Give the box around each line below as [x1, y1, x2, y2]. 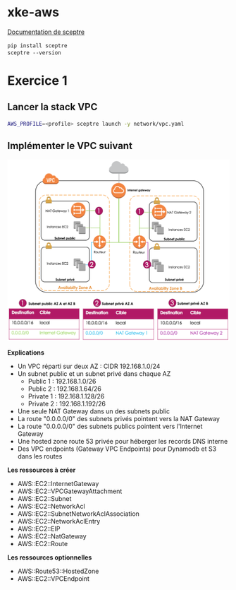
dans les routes [17, 452, 63, 460]
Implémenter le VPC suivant [7, 140, 132, 152]
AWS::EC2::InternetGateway [17, 479, 99, 488]
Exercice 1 [7, 73, 68, 89]
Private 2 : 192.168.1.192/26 [27, 399, 106, 408]
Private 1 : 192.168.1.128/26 [27, 391, 105, 400]
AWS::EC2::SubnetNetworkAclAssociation [17, 509, 139, 518]
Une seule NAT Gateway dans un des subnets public [17, 407, 170, 415]
